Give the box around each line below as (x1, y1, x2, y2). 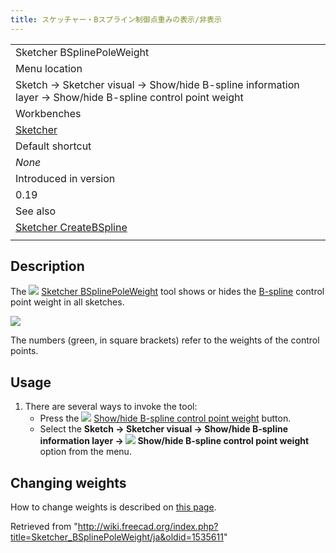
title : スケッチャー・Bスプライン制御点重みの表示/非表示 (10, 14, 222, 25)
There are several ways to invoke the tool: (24, 401, 198, 413)
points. (10, 345, 39, 357)
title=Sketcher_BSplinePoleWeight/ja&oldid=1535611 (10, 531, 224, 543)
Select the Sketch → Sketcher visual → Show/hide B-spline (39, 423, 289, 435)
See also (15, 204, 57, 218)
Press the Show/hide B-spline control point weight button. (39, 412, 292, 425)
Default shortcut (15, 139, 92, 153)
